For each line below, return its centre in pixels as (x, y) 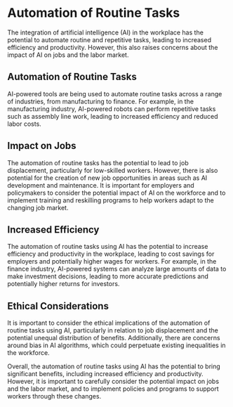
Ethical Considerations (58, 306)
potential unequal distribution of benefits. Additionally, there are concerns (114, 338)
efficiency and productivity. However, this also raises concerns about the (113, 47)
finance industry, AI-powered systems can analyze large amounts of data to (117, 269)
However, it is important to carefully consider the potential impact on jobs (113, 382)
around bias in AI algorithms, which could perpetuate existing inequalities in (116, 345)
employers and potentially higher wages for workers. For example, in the (112, 261)
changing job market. (38, 207)
